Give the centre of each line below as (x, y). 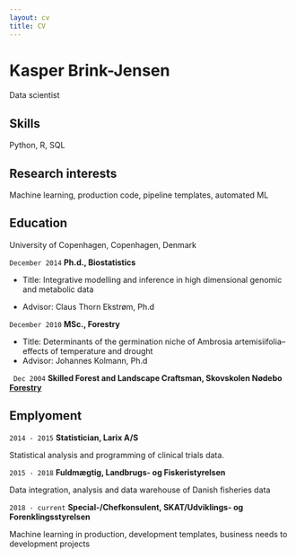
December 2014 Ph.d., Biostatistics (73, 262)
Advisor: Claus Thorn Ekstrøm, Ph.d (88, 306)
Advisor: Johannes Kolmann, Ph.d (85, 360)
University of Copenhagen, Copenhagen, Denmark (103, 244)
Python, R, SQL (37, 146)
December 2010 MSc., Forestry (65, 323)
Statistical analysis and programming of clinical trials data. (117, 455)
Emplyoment (46, 416)
